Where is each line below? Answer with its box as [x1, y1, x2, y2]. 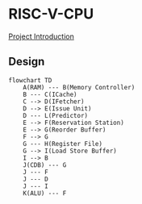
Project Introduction [8, 31, 74, 41]
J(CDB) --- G [23, 160, 67, 169]
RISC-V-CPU [8, 5, 94, 23]
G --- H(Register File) [23, 139, 103, 148]
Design [8, 55, 45, 69]
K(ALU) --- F [23, 189, 67, 198]
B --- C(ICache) [23, 90, 78, 98]
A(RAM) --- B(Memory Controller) [23, 83, 136, 91]
